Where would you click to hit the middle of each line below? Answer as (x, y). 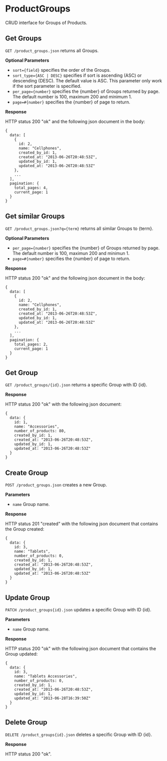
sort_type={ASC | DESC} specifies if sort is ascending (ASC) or (77, 75)
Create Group (27, 473)
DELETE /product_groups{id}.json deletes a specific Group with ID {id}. (78, 734)
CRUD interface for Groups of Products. (46, 23)
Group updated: (22, 654)
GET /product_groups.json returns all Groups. (52, 50)
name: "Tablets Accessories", (46, 676)
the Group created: (25, 529)
